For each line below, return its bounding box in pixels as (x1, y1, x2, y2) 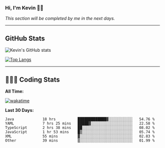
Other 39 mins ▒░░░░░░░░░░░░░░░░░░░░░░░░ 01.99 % (5, 138, 155, 143)
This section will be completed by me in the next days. (5, 16, 115, 21)
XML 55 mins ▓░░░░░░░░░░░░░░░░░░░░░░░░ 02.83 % (5, 134, 155, 139)
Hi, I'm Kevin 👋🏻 (5, 4, 44, 11)
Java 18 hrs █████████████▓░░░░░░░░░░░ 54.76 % (5, 117, 155, 122)
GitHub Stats (5, 34, 45, 42)
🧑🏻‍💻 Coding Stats (5, 75, 60, 84)
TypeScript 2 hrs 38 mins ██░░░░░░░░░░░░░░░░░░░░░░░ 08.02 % (5, 125, 155, 130)
